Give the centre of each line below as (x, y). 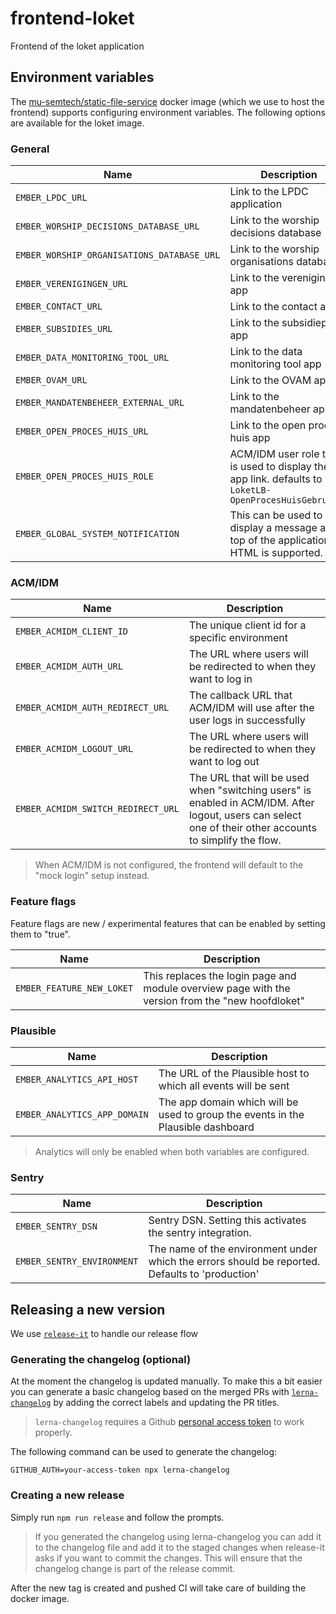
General (30, 149)
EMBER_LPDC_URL (51, 198)
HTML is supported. (276, 553)
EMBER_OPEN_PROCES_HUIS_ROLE (84, 476)
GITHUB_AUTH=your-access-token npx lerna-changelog (120, 1470)
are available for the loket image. (77, 123)
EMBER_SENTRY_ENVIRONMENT (77, 1261)
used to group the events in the (231, 1114)
